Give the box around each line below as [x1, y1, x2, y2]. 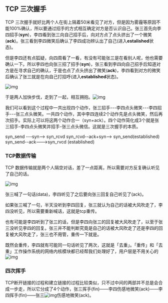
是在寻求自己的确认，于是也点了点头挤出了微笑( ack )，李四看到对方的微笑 [9, 67, 161, 73]
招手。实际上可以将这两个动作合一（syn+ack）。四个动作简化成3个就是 [9, 117, 155, 123]
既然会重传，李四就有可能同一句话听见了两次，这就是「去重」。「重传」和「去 [5, 242, 163, 248]
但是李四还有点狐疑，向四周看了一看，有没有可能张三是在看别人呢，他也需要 [5, 55, 163, 61]
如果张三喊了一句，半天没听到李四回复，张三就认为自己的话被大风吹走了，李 [5, 202, 163, 208]
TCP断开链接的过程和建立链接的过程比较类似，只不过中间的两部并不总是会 [5, 280, 158, 286]
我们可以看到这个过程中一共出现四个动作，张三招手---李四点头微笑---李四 [5, 104, 157, 110]
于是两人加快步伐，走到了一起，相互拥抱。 [5, 94, 93, 100]
